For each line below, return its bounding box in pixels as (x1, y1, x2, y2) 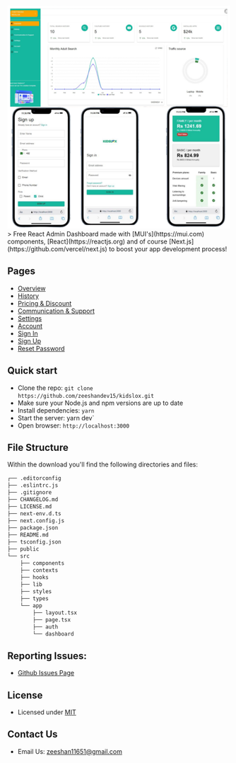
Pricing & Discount (17, 299, 72, 307)
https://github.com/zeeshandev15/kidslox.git (17, 392, 154, 399)
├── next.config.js (7, 517, 65, 524)
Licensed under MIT (17, 708, 76, 716)
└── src (7, 553, 30, 560)
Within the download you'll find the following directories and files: (7, 460, 199, 469)
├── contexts (20, 567, 59, 574)
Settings (17, 314, 42, 323)
